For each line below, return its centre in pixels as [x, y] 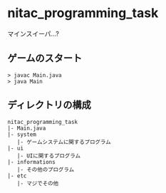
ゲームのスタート [45, 58]
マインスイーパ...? [33, 33]
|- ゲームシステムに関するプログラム [64, 142]
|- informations [31, 162]
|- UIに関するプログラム [48, 156]
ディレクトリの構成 [49, 105]
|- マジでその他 [38, 183]
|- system [22, 134]
